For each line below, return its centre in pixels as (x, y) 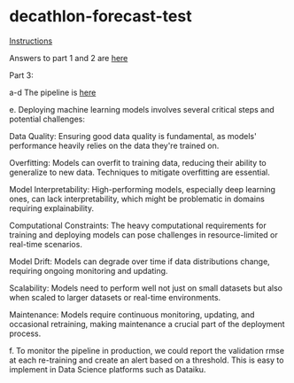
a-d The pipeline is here (53, 92)
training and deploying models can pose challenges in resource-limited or (143, 234)
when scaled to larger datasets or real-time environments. (115, 297)
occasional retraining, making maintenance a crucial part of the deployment (147, 324)
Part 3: (21, 75)
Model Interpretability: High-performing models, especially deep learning (143, 189)
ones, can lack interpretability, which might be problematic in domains (137, 199)
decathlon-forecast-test (101, 16)
